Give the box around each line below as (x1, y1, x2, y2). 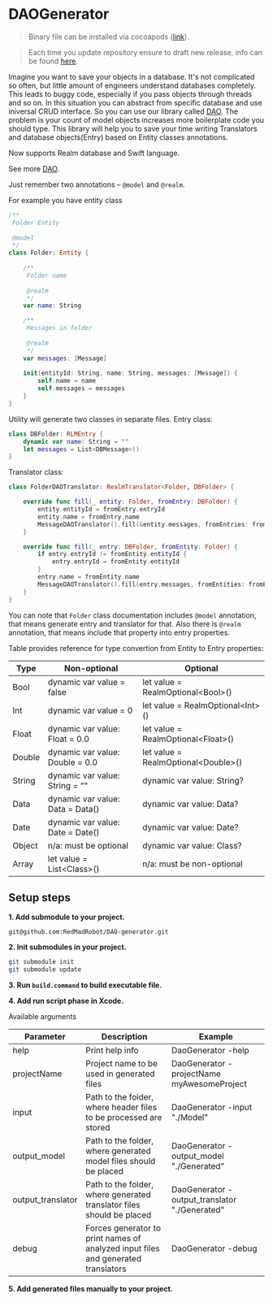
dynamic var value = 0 (47, 705, 133, 716)
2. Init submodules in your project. (8, 942, 128, 952)
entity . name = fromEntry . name (37, 513, 140, 521)
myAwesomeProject (171, 1078, 248, 1090)
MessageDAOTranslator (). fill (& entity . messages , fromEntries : (37, 520, 249, 528)
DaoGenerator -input (171, 1102, 253, 1113)
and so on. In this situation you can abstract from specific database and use (8, 98, 262, 107)
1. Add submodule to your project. (8, 912, 125, 922)
